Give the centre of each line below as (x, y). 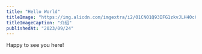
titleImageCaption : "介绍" (39, 23)
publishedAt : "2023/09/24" (40, 28)
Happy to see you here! (35, 45)
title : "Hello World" (33, 12)
